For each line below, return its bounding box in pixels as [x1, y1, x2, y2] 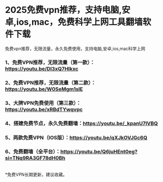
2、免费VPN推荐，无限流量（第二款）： [5, 79, 96, 86]
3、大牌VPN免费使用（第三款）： [5, 99, 81, 106]
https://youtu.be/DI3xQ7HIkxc [5, 65, 79, 72]
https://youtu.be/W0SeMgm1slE [5, 85, 83, 92]
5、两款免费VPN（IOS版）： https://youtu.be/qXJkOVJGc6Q [5, 134, 147, 141]
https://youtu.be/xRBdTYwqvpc [5, 106, 83, 113]
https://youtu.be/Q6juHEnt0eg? [60, 149, 138, 155]
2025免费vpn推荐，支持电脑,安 [5, 4, 130, 16]
